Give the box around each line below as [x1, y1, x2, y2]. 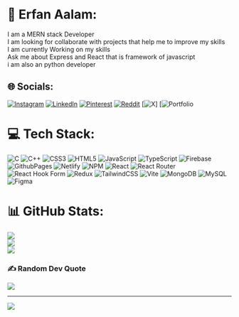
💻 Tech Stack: [7, 126, 95, 141]
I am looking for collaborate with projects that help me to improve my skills [7, 37, 225, 45]
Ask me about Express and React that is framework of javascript [7, 53, 196, 61]
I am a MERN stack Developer [7, 30, 95, 38]
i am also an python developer [7, 60, 96, 68]
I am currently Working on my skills [7, 45, 110, 53]
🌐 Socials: [7, 81, 54, 93]
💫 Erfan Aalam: [7, 6, 97, 23]
